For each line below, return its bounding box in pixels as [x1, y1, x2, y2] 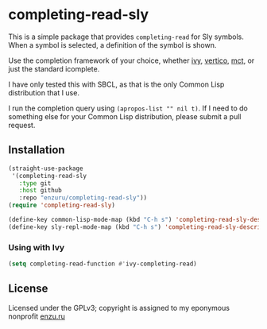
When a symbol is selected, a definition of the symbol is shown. [8, 40, 217, 49]
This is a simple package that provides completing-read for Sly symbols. [8, 32, 245, 41]
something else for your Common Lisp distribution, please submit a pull [8, 111, 242, 121]
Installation [8, 143, 65, 157]
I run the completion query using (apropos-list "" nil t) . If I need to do [8, 103, 248, 113]
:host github [18, 187, 62, 195]
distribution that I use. [8, 87, 79, 97]
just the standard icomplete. [8, 64, 100, 73]
